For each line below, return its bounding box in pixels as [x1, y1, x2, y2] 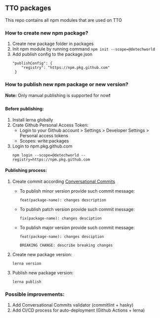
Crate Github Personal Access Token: [12, 122, 89, 128]
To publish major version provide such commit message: [19, 224, 135, 230]
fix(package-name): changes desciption [19, 215, 102, 221]
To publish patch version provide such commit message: [19, 206, 135, 212]
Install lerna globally [12, 116, 53, 123]
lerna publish [12, 279, 41, 284]
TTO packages [5, 4, 51, 12]
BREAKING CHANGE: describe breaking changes [19, 243, 113, 248]
